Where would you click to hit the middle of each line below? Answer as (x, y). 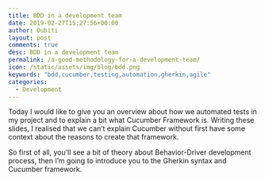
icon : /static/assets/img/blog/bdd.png (74, 67)
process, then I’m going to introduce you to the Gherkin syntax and (117, 161)
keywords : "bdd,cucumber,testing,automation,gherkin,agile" (110, 75)
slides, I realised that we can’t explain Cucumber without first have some (127, 128)
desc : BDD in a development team (63, 52)
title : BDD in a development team (65, 15)
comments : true (33, 45)
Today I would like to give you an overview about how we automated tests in (133, 112)
